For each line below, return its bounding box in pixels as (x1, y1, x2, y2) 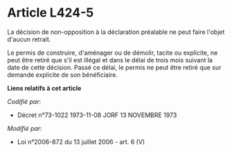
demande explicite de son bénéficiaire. (7, 71, 118, 79)
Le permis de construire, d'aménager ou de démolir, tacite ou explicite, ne (7, 48, 218, 57)
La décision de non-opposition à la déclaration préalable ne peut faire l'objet (7, 28, 225, 36)
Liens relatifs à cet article (7, 84, 82, 92)
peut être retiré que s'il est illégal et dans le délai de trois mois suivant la (7, 55, 213, 64)
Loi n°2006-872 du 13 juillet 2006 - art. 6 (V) (17, 137, 145, 146)
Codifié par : (7, 97, 42, 105)
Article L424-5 (7, 5, 94, 21)
